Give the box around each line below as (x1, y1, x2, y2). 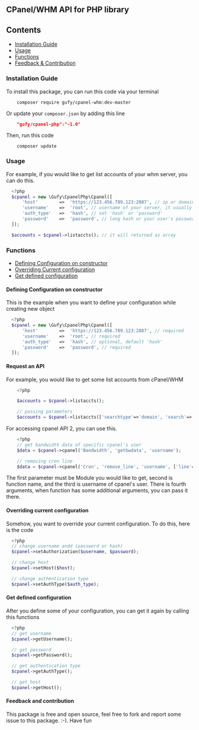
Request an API (6, 362, 45, 369)
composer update (17, 144, 57, 149)
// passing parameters (17, 409, 73, 415)
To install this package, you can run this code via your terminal (6, 88, 159, 95)
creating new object (6, 305, 55, 313)
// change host (11, 560, 49, 566)
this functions (6, 613, 40, 620)
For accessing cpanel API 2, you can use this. (6, 425, 117, 432)
